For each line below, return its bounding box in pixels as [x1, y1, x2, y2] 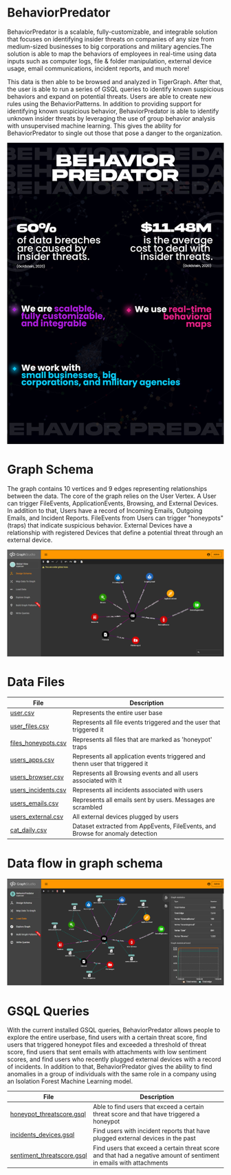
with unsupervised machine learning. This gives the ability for [7, 121, 181, 130]
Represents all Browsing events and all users [71, 769, 199, 777]
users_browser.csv [10, 772, 64, 781]
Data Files [7, 674, 65, 690]
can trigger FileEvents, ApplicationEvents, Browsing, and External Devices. [7, 499, 219, 508]
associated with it [71, 776, 122, 785]
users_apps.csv [10, 756, 55, 764]
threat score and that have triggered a [92, 1110, 200, 1118]
